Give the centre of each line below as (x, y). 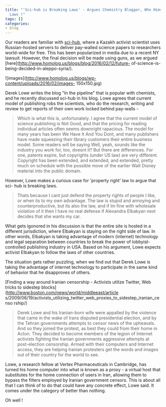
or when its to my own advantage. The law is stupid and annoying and (88, 201)
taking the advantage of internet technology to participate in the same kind (81, 267)
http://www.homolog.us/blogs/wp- (61, 78)
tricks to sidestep (23, 287)
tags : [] (14, 19)
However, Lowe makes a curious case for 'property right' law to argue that (81, 181)
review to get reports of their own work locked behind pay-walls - (72, 109)
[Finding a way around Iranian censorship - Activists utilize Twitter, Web (78, 282)
